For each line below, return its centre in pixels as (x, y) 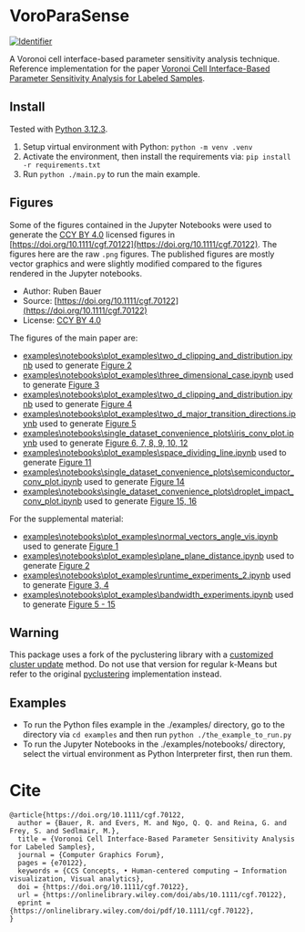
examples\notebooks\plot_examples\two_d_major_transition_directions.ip (159, 414)
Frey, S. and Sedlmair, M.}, (65, 832)
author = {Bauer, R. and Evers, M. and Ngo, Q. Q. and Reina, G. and (152, 823)
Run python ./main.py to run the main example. (111, 173)
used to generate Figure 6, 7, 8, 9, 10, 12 (114, 443)
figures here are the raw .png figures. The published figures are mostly (142, 254)
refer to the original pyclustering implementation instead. (116, 674)
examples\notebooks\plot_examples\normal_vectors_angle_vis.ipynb (150, 536)
